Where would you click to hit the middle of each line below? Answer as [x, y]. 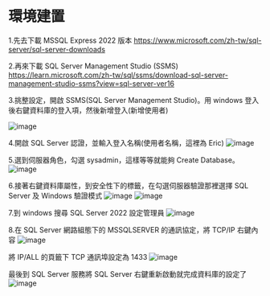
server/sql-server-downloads [57, 49]
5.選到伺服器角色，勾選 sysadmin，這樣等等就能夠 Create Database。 [124, 160]
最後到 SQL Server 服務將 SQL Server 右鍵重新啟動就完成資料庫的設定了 [128, 273]
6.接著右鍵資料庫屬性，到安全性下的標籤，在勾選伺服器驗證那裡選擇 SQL [129, 185]
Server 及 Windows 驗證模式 [55, 195]
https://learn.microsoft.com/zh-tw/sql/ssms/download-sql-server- [119, 75]
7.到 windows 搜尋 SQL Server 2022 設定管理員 [86, 212]
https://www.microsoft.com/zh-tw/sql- [198, 40]
